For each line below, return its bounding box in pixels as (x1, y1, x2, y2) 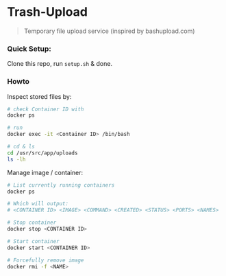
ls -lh (7, 156, 26, 163)
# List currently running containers (7, 181, 115, 189)
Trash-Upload (7, 4, 88, 20)
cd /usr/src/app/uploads (7, 149, 78, 157)
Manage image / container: (7, 168, 84, 176)
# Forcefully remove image (7, 257, 84, 264)
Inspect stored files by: (7, 92, 72, 100)
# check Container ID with (7, 106, 84, 113)
